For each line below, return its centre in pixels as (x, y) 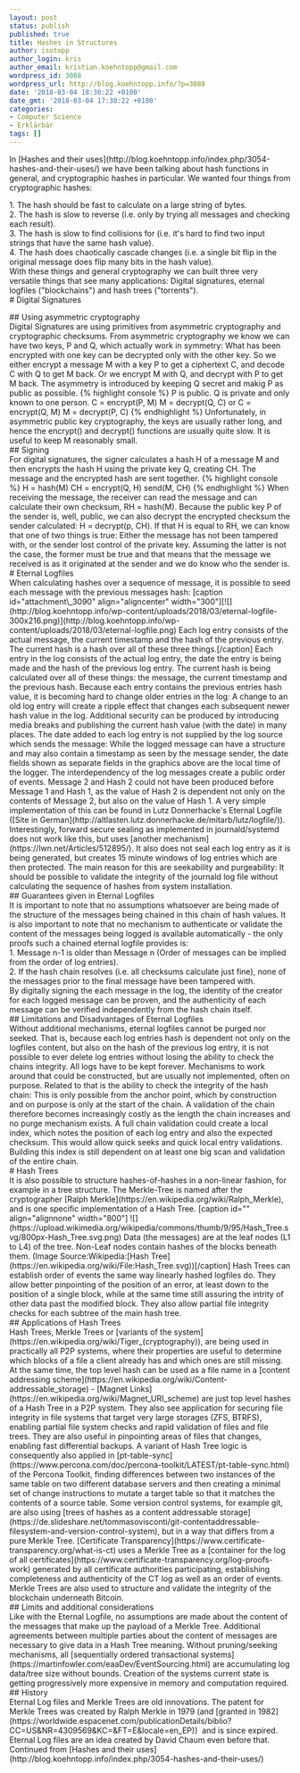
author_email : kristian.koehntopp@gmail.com (93, 68)
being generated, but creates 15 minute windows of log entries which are (143, 857)
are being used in (237, 1341)
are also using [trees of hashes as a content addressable (114, 1512)
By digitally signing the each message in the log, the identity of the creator (146, 990)
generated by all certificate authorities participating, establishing (151, 1569)
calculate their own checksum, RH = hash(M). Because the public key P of (146, 506)
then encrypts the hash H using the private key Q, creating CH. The (133, 469)
